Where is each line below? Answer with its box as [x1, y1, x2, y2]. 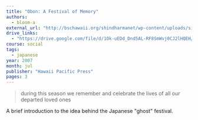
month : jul [6, 63, 33, 69]
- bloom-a [11, 19, 35, 25]
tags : [6, 47, 19, 53]
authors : [6, 14, 28, 20]
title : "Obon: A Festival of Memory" [6, 8, 99, 15]
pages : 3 [6, 74, 28, 80]
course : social [6, 42, 44, 47]
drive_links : [6, 30, 38, 36]
